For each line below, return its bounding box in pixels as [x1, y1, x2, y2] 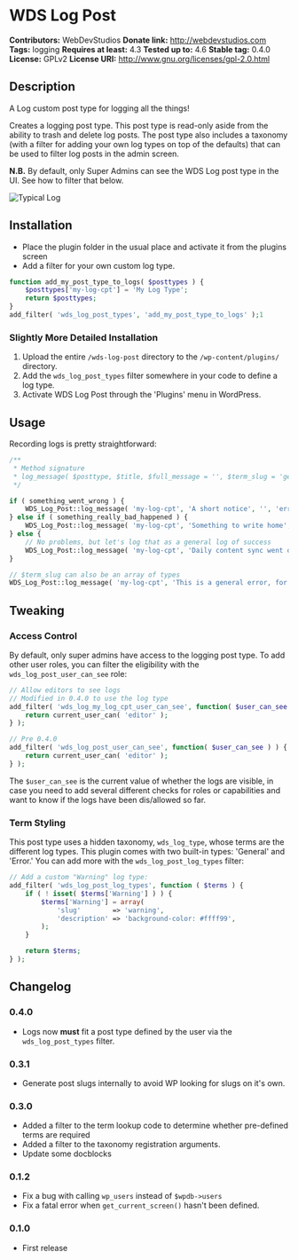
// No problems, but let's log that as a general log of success [25, 538, 272, 547]
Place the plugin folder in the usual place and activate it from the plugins [21, 241, 286, 252]
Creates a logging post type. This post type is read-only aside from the [9, 120, 269, 130]
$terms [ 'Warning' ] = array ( [41, 897, 145, 906]
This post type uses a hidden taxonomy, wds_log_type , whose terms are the [9, 837, 285, 847]
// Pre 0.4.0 [9, 735, 58, 744]
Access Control [9, 629, 78, 642]
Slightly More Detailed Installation [9, 331, 159, 343]
